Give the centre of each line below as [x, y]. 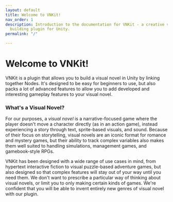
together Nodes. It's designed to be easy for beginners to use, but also [81, 83]
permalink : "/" [22, 34]
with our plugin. [22, 194]
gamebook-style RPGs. [30, 151]
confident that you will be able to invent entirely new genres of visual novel [85, 189]
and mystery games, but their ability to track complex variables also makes [85, 140]
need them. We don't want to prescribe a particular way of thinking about [83, 178]
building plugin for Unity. [40, 29]
